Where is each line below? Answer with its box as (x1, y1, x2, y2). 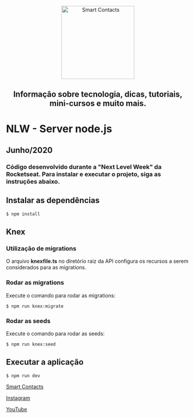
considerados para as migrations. (6, 264, 86, 271)
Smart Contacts (6, 383, 44, 390)
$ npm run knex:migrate (6, 303, 64, 309)
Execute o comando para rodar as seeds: (6, 330, 105, 337)
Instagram (6, 394, 30, 401)
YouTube (6, 406, 27, 413)
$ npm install (6, 211, 41, 217)
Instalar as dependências (6, 196, 100, 205)
